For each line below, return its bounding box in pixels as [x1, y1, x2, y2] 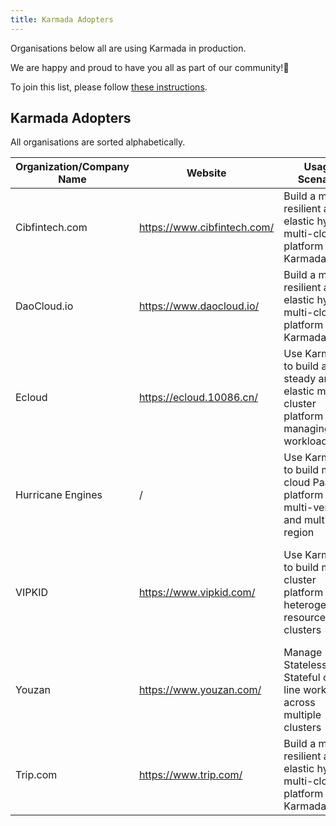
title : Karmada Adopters [10, 14, 114, 25]
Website [186, 166, 227, 180]
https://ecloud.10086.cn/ [138, 391, 258, 405]
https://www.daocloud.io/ [138, 299, 260, 313]
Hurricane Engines [15, 488, 103, 502]
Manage [283, 646, 323, 660]
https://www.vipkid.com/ [138, 586, 256, 600]
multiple [283, 708, 322, 722]
